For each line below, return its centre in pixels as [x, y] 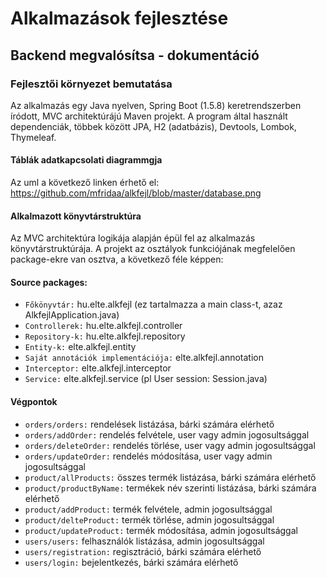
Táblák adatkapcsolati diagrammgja [86, 160]
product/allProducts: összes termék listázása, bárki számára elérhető [170, 477]
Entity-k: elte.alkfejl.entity [80, 347]
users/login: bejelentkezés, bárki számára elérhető [131, 562]
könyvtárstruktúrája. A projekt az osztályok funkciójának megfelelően [153, 249]
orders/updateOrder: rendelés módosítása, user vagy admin [148, 456]
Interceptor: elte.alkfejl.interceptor [98, 368]
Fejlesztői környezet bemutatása [91, 84]
